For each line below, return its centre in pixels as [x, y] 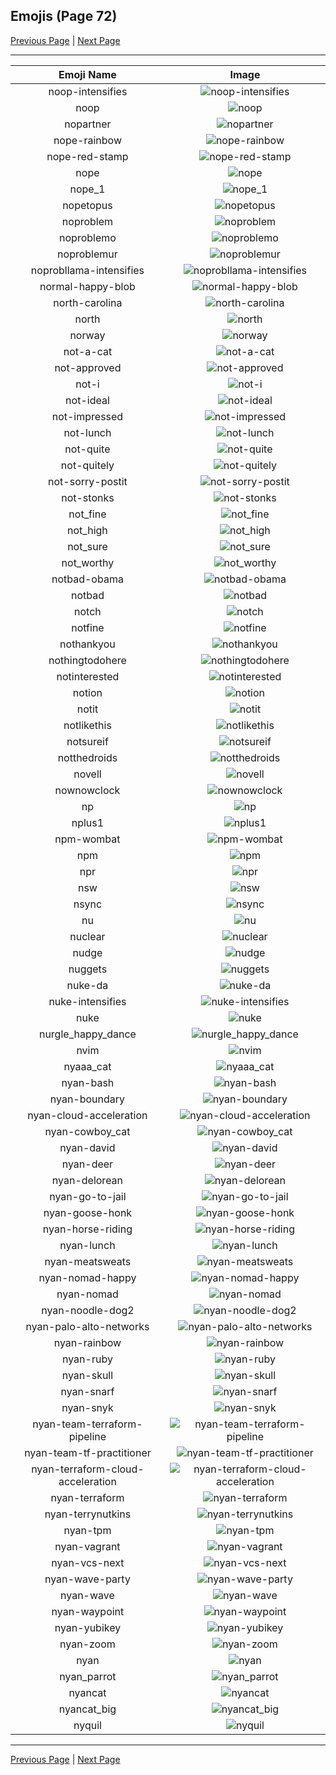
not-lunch [87, 432]
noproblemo [88, 237]
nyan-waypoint [88, 1611]
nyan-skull [87, 1375]
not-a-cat [88, 351]
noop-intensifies [88, 91]
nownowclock [87, 790]
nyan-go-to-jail [88, 1196]
